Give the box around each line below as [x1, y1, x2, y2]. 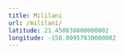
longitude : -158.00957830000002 [8, 33, 116, 42]
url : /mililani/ [8, 19, 62, 27]
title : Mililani [8, 11, 62, 20]
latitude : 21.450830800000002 [8, 26, 110, 34]
